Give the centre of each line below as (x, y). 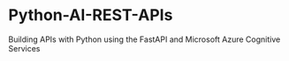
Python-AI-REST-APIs (91, 15)
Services (24, 48)
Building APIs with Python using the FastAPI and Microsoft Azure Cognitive (144, 39)
